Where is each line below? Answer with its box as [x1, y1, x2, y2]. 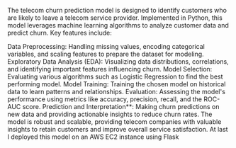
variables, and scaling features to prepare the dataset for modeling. [7, 50, 204, 58]
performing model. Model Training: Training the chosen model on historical [7, 80, 226, 88]
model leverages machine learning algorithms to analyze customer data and [7, 21, 229, 29]
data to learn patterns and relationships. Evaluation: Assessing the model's [7, 88, 225, 96]
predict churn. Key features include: [7, 28, 112, 37]
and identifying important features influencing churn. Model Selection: [7, 65, 213, 73]
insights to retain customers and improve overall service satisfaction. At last [7, 125, 228, 133]
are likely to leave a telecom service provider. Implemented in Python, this [7, 13, 223, 22]
